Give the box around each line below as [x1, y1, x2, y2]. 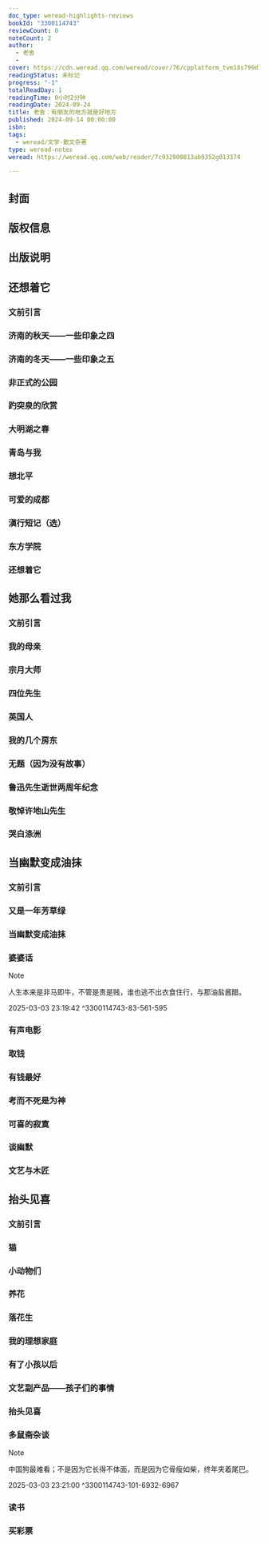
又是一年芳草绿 [8, 905, 66, 916]
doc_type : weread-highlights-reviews [8, 11, 134, 20]
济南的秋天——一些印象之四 [8, 329, 115, 341]
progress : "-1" [8, 78, 59, 86]
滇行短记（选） [8, 517, 66, 528]
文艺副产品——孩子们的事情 [8, 1382, 115, 1393]
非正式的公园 [8, 377, 58, 388]
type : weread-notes [8, 146, 73, 154]
